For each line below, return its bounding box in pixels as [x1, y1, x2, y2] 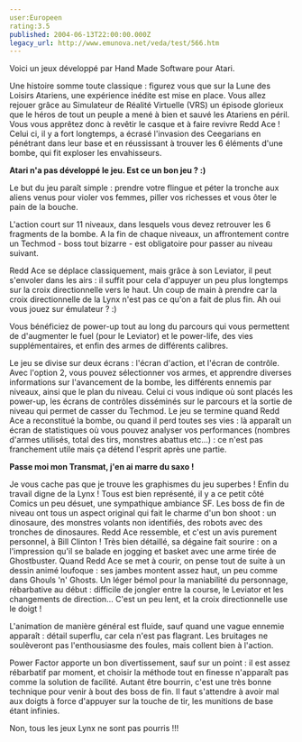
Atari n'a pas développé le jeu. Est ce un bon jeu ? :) [9, 165, 206, 176]
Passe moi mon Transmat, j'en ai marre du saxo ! [9, 462, 195, 472]
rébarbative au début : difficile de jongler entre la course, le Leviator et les [9, 584, 284, 595]
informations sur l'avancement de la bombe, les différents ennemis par [9, 377, 272, 388]
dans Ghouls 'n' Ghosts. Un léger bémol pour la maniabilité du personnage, [9, 574, 288, 586]
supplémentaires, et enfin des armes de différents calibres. [9, 340, 229, 352]
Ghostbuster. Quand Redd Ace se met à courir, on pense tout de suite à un [9, 555, 286, 566]
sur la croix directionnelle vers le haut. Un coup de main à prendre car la [9, 285, 278, 296]
